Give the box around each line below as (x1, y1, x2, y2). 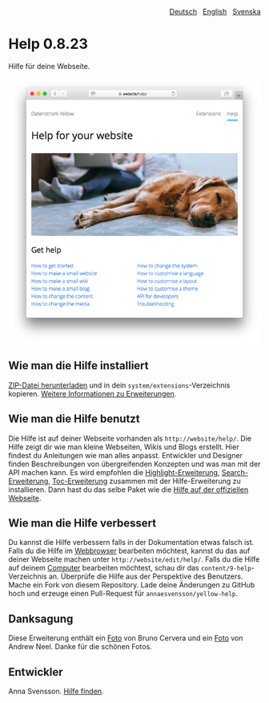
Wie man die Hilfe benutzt (8, 412, 140, 426)
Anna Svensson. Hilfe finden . (8, 686, 104, 696)
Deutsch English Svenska (169, 7, 261, 16)
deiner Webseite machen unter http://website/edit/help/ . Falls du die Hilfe (8, 555, 260, 564)
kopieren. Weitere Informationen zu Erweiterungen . (8, 388, 177, 398)
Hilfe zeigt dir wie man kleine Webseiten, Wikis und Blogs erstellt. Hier (8, 441, 239, 452)
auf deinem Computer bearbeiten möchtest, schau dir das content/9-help (8, 563, 252, 573)
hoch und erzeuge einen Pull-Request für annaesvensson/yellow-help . (8, 589, 239, 599)
